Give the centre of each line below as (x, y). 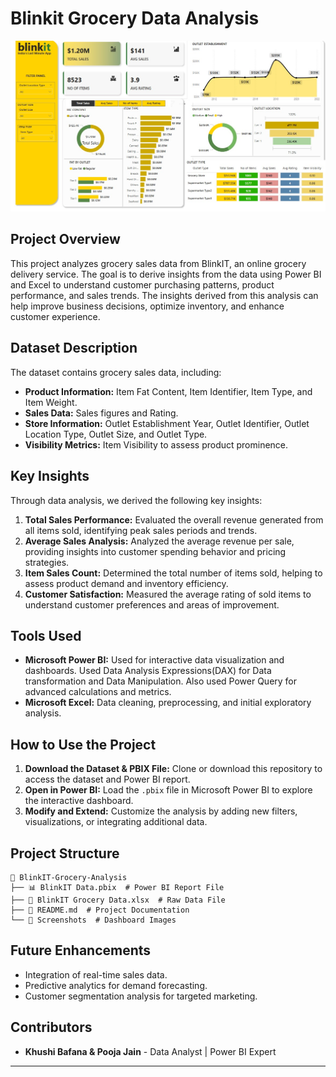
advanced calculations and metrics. (98, 692)
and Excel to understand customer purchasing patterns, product (142, 284)
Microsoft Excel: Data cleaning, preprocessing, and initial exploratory (168, 703)
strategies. (47, 562)
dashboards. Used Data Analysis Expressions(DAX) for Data (148, 671)
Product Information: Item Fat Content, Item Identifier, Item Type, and (168, 391)
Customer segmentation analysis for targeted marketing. (141, 996)
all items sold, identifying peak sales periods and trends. (141, 530)
